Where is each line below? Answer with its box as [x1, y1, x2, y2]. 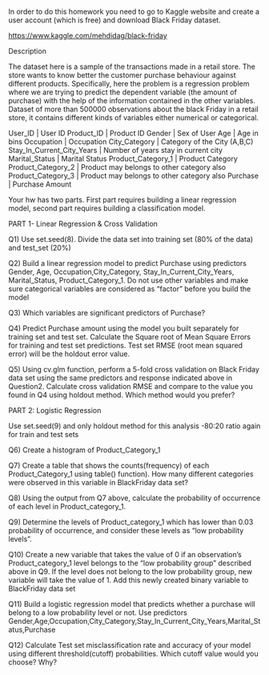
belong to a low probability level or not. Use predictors [8, 608, 188, 617]
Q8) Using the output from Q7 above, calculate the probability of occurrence [8, 493, 261, 503]
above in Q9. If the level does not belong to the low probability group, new [8, 567, 253, 576]
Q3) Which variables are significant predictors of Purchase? [8, 308, 206, 317]
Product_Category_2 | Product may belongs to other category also [8, 163, 227, 171]
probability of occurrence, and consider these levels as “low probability [8, 526, 244, 535]
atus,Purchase [8, 625, 56, 634]
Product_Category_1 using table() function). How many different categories [8, 469, 254, 479]
